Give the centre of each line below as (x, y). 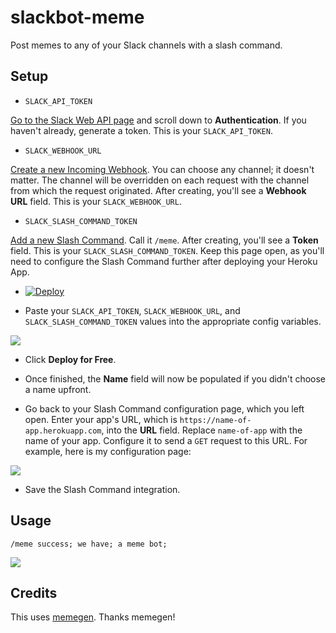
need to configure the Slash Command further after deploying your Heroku (164, 261)
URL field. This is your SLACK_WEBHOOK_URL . (96, 201)
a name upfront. (58, 389)
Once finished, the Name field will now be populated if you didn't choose (175, 378)
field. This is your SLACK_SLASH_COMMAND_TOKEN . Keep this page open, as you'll (167, 250)
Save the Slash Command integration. (102, 489)
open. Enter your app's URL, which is (101, 419)
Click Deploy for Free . (70, 359)
